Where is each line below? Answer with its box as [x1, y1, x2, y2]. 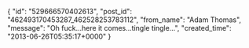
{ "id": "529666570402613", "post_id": [7, 7, 133, 16]
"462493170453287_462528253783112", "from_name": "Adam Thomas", [7, 15, 241, 24]
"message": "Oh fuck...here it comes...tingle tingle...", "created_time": [7, 24, 232, 32]
